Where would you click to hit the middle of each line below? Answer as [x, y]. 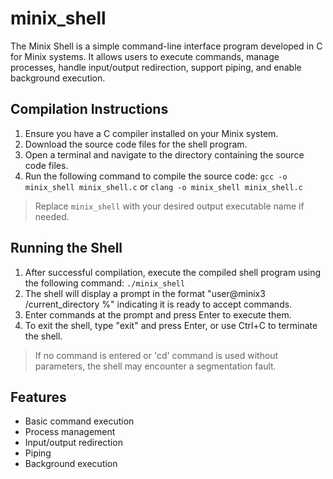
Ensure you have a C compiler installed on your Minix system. [151, 133]
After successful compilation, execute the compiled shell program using [173, 272]
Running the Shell [66, 248]
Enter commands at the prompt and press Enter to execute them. [158, 314]
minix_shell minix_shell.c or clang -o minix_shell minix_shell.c [163, 186]
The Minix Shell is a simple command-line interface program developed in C [166, 46]
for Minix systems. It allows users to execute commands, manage [145, 56]
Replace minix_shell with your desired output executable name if [169, 206]
